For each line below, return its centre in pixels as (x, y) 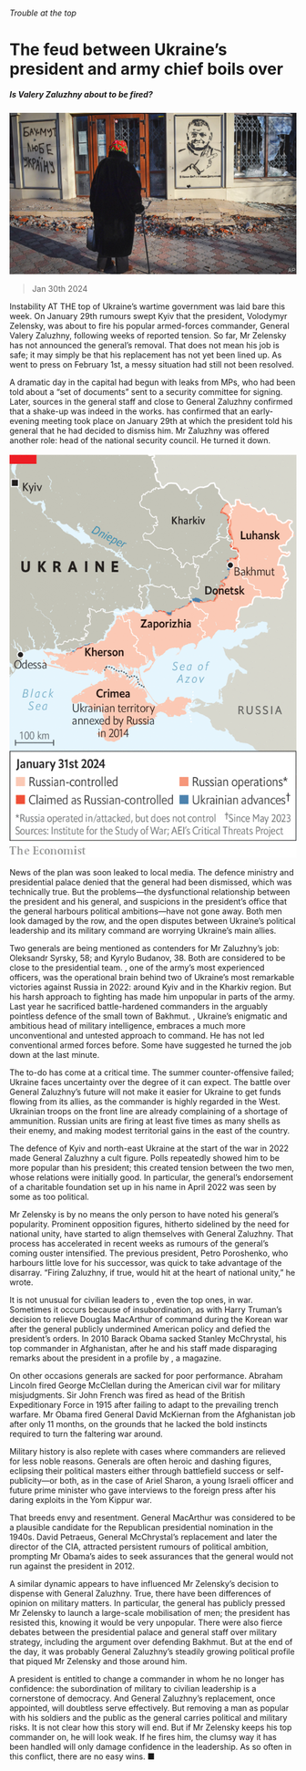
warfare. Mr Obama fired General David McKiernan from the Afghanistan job (153, 1414)
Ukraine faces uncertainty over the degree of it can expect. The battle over (150, 1082)
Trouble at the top (43, 13)
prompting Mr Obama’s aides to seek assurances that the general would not (152, 1556)
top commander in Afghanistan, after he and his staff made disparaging (143, 1348)
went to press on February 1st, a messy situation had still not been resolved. (152, 365)
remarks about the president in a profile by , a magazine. (115, 1358)
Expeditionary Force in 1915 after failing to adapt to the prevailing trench (144, 1404)
